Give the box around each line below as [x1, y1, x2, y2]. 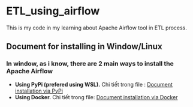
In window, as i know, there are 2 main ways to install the [6, 60, 174, 68]
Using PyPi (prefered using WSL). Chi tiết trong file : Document [14, 81, 173, 88]
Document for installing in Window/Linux [6, 41, 163, 52]
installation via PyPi [14, 87, 63, 94]
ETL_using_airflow [6, 4, 100, 18]
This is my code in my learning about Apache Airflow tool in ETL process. [6, 24, 188, 31]
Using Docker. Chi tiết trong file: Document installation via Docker [14, 93, 178, 100]
